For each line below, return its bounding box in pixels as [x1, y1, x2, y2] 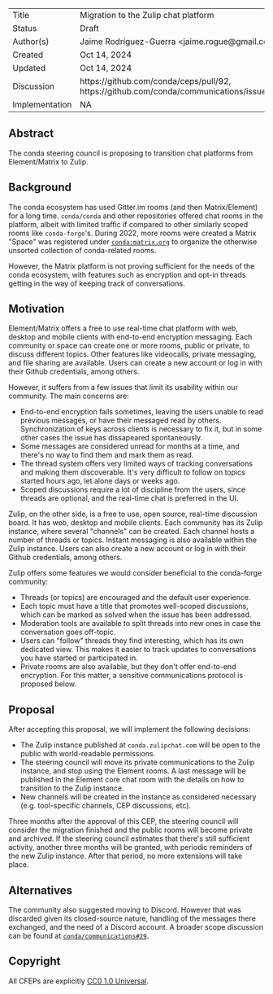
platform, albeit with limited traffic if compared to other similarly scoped [8, 219, 249, 229]
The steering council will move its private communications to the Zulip [19, 757, 254, 768]
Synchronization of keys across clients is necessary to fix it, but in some [19, 424, 262, 434]
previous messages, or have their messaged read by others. [19, 415, 222, 426]
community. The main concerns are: [8, 391, 130, 401]
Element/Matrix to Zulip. [8, 156, 89, 166]
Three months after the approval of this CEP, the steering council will [8, 817, 239, 826]
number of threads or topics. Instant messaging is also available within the [8, 535, 258, 545]
